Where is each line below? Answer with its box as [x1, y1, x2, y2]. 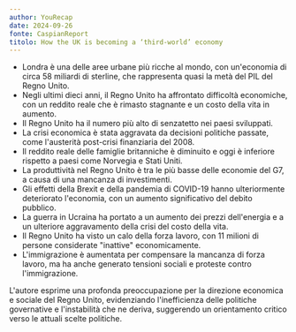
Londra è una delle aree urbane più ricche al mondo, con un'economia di [21, 62, 287, 72]
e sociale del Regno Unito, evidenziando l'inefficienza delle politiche [9, 295, 257, 306]
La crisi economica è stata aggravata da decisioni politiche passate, [21, 127, 269, 138]
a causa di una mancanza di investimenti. [21, 174, 172, 185]
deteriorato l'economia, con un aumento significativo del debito [21, 193, 254, 204]
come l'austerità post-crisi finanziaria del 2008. [21, 137, 195, 147]
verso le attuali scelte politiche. [9, 313, 122, 324]
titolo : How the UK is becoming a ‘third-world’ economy [9, 37, 224, 47]
